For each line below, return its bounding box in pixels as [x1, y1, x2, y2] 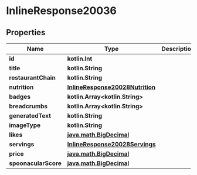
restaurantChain [9, 74, 56, 81]
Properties [6, 28, 46, 37]
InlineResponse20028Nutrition [67, 83, 156, 91]
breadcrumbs [9, 102, 48, 110]
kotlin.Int [67, 54, 93, 63]
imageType [9, 121, 41, 129]
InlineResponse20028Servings [67, 140, 157, 148]
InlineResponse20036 [6, 4, 117, 18]
